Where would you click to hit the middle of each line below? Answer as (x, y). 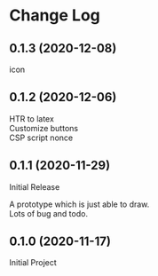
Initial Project (33, 263)
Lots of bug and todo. (49, 213)
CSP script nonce (41, 138)
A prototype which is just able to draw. (79, 204)
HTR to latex (32, 118)
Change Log (55, 16)
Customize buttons (43, 128)
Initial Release (35, 186)
